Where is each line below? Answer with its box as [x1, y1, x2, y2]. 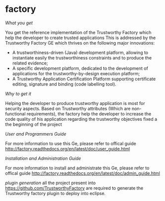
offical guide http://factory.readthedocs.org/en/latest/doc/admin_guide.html [5, 170, 160, 176]
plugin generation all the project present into [5, 180, 96, 186]
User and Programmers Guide [5, 131, 67, 137]
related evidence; [12, 60, 48, 66]
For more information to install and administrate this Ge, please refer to [5, 165, 150, 171]
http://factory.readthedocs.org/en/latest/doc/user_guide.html [5, 146, 130, 151]
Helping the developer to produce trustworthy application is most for [5, 100, 145, 106]
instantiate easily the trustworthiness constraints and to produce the [12, 54, 152, 60]
